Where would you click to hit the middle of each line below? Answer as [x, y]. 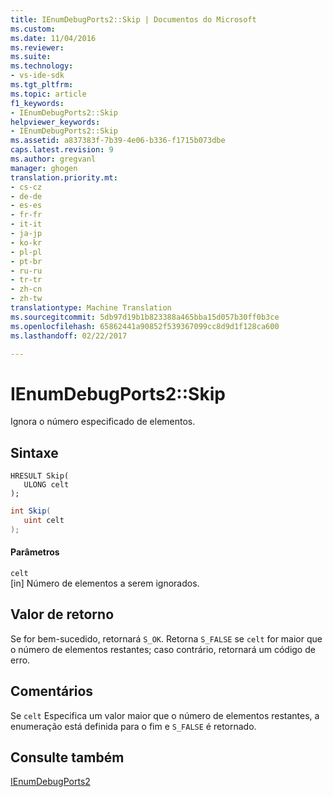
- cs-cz [26, 187]
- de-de [26, 196]
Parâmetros [35, 552]
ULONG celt [46, 485]
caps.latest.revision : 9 [62, 150]
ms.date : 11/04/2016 [53, 38]
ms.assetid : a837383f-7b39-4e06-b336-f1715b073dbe [118, 141]
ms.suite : [31, 57]
